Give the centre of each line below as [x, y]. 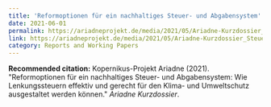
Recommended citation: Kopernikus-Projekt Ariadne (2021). [109, 68]
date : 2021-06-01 [38, 23]
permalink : [27, 31]
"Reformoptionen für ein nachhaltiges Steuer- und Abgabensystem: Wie [128, 77]
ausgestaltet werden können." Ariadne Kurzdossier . [94, 94]
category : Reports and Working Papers [73, 46]
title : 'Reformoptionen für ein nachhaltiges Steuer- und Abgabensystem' [135, 16]
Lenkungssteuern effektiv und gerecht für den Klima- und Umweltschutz [129, 86]
